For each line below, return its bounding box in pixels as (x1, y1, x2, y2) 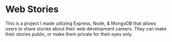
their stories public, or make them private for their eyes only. (5, 31, 133, 37)
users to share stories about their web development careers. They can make (5, 25, 167, 31)
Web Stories (5, 4, 59, 15)
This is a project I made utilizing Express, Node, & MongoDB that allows (5, 20, 157, 26)
